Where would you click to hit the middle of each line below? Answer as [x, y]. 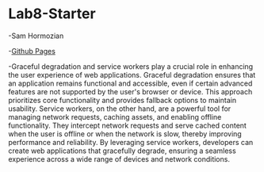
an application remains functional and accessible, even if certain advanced [130, 83]
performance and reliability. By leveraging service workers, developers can [131, 142]
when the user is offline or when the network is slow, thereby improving [125, 134]
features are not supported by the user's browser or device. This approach [130, 91]
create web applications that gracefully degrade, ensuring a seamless [122, 151]
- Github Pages [32, 51]
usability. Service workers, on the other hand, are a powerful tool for [120, 109]
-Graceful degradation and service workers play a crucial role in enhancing [131, 66]
